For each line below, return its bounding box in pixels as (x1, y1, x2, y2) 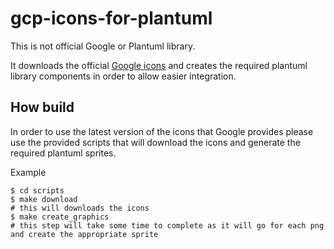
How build (10, 99, 75, 116)
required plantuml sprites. (10, 147, 117, 159)
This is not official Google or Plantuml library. (10, 40, 196, 52)
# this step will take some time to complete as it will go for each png (10, 220, 325, 231)
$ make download (10, 194, 78, 204)
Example (10, 166, 47, 178)
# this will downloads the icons (10, 203, 150, 213)
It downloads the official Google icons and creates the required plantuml (10, 59, 308, 71)
